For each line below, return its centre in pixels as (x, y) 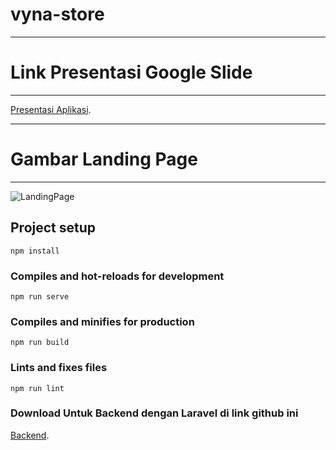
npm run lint (37, 388)
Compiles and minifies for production (102, 321)
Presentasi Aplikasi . (51, 109)
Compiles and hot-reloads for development (117, 276)
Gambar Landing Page (104, 159)
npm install (35, 251)
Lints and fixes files (59, 368)
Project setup (53, 228)
